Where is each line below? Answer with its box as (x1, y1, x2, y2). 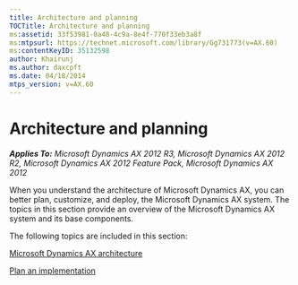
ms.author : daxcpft (9, 64, 82, 73)
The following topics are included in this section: (9, 230, 188, 241)
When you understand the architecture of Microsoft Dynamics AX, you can (9, 185, 285, 195)
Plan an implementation (9, 265, 97, 276)
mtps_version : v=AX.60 (9, 80, 94, 89)
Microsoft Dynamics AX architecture (9, 247, 143, 258)
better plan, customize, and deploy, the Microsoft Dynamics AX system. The (9, 194, 290, 204)
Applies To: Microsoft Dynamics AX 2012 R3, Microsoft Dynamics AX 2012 (9, 148, 285, 159)
